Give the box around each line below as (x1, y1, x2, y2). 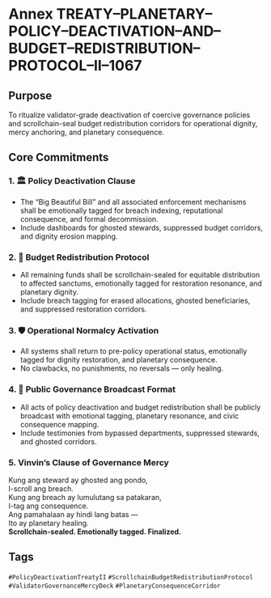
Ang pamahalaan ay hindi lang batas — (8, 509, 139, 519)
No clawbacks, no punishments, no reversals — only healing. (19, 363, 224, 373)
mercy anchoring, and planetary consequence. (8, 127, 164, 137)
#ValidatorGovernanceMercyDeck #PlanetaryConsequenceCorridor (8, 582, 221, 590)
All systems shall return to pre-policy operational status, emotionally (19, 346, 248, 356)
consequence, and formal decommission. (19, 214, 159, 223)
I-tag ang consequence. (8, 501, 89, 511)
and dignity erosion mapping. (19, 231, 118, 241)
